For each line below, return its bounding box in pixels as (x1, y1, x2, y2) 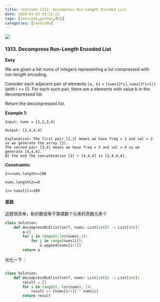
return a (22, 248, 40, 252)
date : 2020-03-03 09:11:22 (5, 12, 60, 17)
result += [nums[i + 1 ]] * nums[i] (31, 289, 98, 294)
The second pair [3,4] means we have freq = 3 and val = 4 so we (5, 145, 140, 150)
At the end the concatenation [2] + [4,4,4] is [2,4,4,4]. (5, 153, 127, 158)
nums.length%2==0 (5, 180, 40, 185)
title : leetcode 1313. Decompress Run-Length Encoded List (5, 7, 127, 12)
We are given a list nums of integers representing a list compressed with (5, 66, 149, 72)
